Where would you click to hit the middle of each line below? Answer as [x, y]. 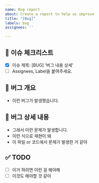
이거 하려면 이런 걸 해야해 [36, 169]
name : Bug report [23, 9]
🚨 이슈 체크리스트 [29, 53]
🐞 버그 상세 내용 [27, 117]
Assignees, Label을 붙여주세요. [42, 71]
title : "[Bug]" [20, 18]
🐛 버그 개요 [21, 88]
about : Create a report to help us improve [50, 14]
